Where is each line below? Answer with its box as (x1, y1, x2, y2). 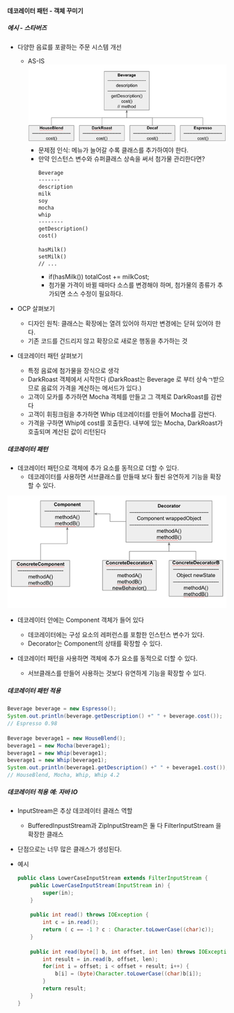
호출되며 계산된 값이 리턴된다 (27, 428, 107, 436)
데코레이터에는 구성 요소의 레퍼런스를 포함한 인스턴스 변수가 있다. (27, 631, 205, 639)
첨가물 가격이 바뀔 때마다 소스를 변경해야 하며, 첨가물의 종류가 (48, 281, 216, 289)
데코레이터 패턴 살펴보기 (17, 351, 84, 360)
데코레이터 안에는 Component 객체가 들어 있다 (17, 615, 144, 625)
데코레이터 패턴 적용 (7, 686, 61, 694)
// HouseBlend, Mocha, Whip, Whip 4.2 (7, 772, 120, 779)
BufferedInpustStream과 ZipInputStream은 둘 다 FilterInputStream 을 (27, 821, 221, 829)
